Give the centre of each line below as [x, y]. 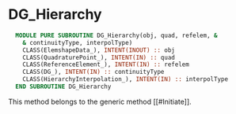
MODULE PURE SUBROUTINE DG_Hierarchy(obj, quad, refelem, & [116, 35]
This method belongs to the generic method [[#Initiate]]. [100, 101]
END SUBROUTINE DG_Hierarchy [63, 87]
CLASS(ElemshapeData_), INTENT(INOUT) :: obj [99, 50]
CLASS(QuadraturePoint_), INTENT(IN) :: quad [99, 57]
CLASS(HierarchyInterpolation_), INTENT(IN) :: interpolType [125, 79]
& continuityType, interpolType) [78, 42]
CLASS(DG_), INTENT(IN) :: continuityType [93, 72]
